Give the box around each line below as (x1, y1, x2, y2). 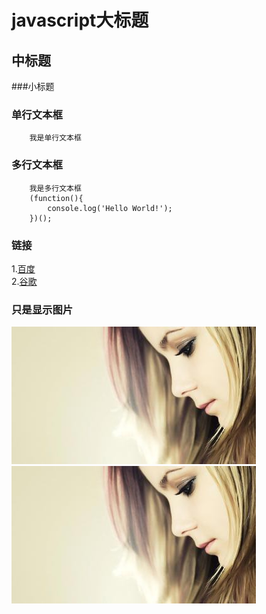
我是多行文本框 (29, 183, 82, 193)
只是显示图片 (11, 302, 74, 316)
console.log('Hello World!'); (47, 203, 173, 213)
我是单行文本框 (29, 133, 82, 143)
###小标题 (11, 81, 55, 92)
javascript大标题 (11, 9, 149, 32)
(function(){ (29, 193, 84, 203)
